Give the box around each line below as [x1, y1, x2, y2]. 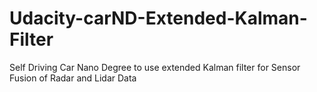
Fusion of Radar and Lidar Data [9, 72, 137, 84]
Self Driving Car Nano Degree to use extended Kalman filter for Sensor [9, 61, 301, 73]
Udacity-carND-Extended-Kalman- [9, 7, 308, 30]
